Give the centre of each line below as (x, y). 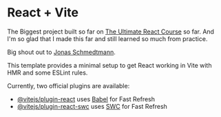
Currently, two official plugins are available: (69, 86)
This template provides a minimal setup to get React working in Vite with (109, 65)
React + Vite (43, 13)
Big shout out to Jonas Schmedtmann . (61, 52)
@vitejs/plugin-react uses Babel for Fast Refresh (86, 99)
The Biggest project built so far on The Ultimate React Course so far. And (111, 31)
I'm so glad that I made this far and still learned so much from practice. (107, 38)
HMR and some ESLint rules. (48, 73)
